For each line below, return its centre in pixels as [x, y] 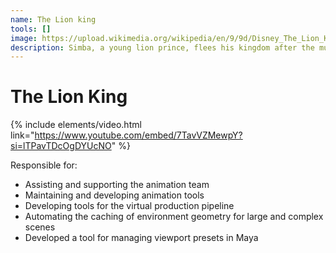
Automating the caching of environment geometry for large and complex [174, 217]
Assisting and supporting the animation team [117, 185]
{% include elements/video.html [76, 125]
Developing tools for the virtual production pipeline [129, 206]
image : [24, 38]
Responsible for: [44, 165]
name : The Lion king [53, 19]
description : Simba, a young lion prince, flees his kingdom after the [162, 47]
